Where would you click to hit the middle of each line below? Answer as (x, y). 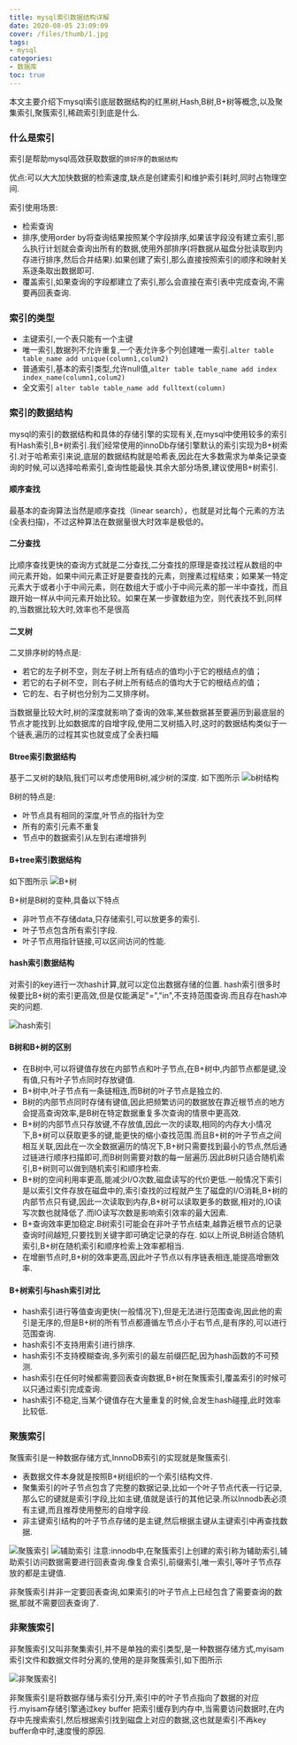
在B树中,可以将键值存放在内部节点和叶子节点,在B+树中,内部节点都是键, (150, 1068)
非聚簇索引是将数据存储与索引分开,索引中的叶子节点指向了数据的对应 (134, 1697)
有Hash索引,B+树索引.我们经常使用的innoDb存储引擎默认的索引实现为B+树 (145, 445)
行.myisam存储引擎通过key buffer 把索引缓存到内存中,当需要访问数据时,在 (143, 1709)
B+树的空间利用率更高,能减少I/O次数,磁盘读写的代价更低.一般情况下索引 (152, 1179)
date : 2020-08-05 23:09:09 (59, 26)
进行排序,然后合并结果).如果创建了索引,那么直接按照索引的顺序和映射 (155, 260)
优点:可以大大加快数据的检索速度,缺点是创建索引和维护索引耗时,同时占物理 (145, 177)
